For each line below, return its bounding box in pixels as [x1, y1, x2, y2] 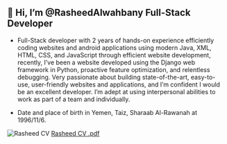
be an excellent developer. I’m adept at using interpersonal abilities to [17, 87, 216, 96]
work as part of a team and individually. [17, 95, 131, 103]
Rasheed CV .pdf [51, 129, 100, 137]
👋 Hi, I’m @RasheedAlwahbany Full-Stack [7, 7, 191, 19]
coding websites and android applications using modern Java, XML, [17, 43, 212, 52]
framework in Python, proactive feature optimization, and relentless [17, 65, 210, 73]
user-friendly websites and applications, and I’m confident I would [31, 80, 221, 89]
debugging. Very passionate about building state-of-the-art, [17, 73, 190, 81]
